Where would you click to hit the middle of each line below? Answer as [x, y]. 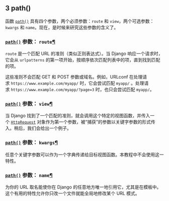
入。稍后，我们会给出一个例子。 [38, 128]
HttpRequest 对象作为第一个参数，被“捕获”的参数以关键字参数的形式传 [83, 122]
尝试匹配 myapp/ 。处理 [121, 83]
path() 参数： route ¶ [30, 41]
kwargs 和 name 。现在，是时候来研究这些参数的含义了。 [62, 27]
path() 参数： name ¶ [29, 175]
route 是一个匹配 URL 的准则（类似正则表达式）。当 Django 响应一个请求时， [84, 54]
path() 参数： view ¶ [29, 104]
